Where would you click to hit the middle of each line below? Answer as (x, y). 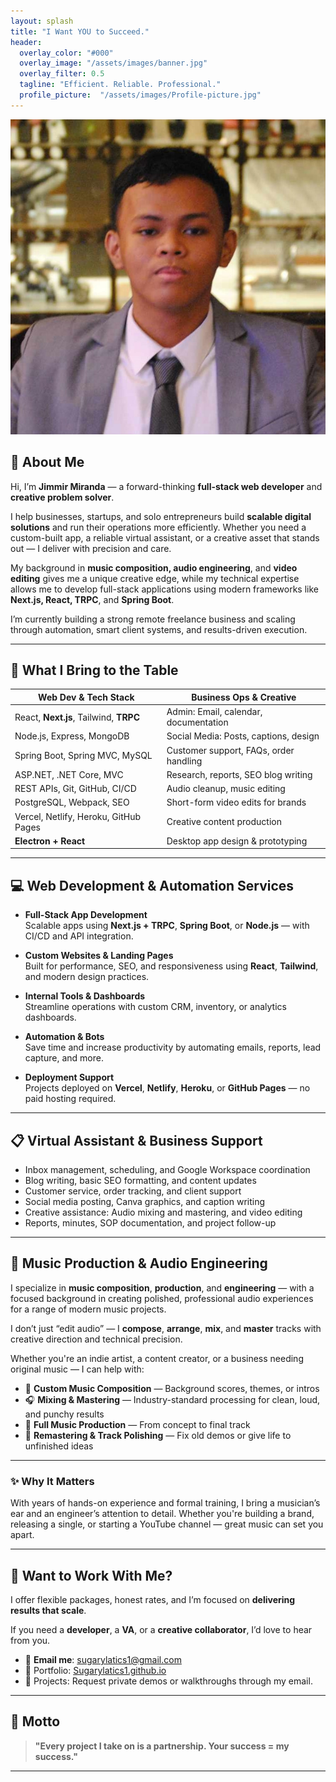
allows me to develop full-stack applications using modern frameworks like (165, 589)
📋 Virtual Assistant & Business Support (136, 1140)
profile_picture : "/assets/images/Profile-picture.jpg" (140, 95)
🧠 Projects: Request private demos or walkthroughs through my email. (168, 1681)
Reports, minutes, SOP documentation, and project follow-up (150, 1223)
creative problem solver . (62, 497)
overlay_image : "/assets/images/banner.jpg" (113, 63)
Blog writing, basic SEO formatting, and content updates (140, 1180)
